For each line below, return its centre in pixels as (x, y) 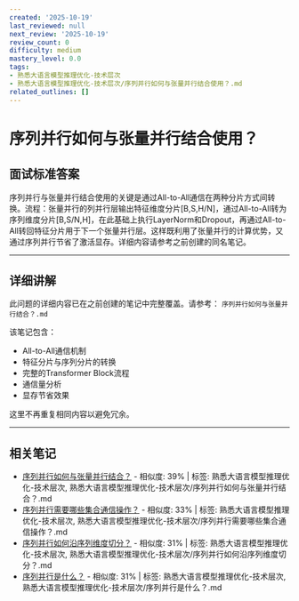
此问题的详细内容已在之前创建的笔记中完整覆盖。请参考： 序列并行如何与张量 (145, 304)
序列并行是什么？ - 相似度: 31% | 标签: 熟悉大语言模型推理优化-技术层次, (154, 577)
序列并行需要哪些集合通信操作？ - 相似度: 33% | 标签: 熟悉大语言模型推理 (156, 510)
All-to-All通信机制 (54, 351)
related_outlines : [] (49, 92)
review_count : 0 (39, 42)
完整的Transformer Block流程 (76, 373)
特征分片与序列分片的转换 (69, 362)
